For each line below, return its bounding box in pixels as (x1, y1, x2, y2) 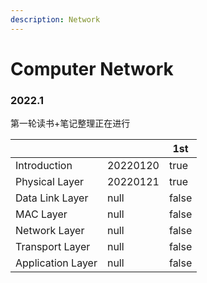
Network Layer (15, 224, 85, 238)
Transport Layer (15, 240, 91, 254)
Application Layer (15, 256, 98, 270)
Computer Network (10, 57, 174, 80)
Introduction (15, 159, 73, 173)
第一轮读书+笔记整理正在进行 (10, 117, 131, 130)
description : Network (10, 14, 101, 25)
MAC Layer (15, 207, 68, 221)
